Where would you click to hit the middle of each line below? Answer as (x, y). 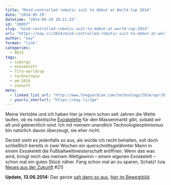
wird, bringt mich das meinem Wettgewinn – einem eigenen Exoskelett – (81, 157)
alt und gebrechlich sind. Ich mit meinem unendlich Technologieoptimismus (84, 125)
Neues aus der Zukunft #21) (34, 167)
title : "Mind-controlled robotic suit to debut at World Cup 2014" (78, 10)
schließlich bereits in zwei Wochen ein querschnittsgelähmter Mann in (79, 146)
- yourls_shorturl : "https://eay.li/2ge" (54, 100)
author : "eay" (20, 39)
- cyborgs (20, 62)
